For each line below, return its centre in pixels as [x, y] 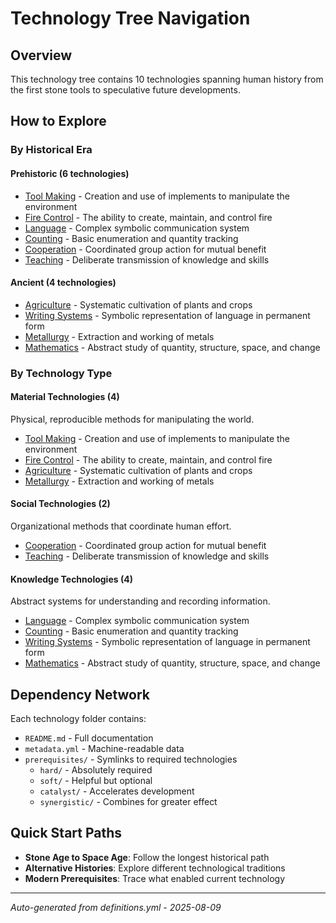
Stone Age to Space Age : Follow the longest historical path [147, 857]
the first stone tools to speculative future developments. [125, 90]
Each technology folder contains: [78, 719]
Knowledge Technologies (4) [71, 579]
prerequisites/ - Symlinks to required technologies [131, 759]
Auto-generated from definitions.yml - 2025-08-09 [116, 907]
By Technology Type [61, 373]
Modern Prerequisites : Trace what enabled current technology [155, 878]
